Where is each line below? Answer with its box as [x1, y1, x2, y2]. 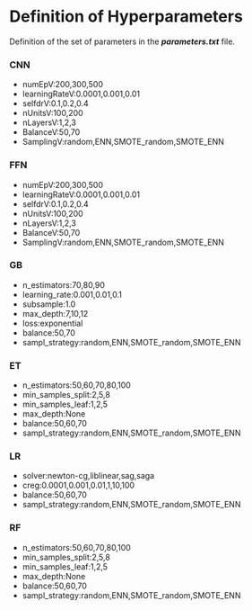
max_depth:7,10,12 [22, 308, 89, 318]
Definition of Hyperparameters [9, 6, 244, 27]
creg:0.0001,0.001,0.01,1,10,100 [22, 480, 135, 491]
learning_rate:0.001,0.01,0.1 [22, 289, 123, 300]
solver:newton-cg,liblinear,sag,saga [22, 471, 155, 481]
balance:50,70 [22, 327, 76, 338]
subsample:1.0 [22, 299, 76, 309]
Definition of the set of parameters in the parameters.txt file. [9, 36, 236, 47]
